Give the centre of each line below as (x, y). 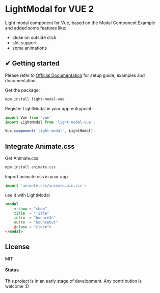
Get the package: (23, 90)
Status (12, 270)
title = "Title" (32, 213)
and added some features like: (36, 28)
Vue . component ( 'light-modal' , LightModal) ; (50, 131)
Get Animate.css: (23, 158)
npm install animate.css (30, 167)
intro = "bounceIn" (35, 218)
